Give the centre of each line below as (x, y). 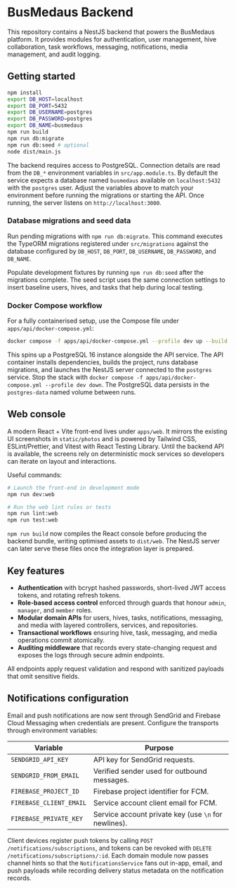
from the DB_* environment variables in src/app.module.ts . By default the (113, 173)
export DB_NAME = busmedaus (45, 125)
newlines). (110, 823)
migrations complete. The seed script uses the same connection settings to (117, 280)
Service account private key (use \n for (158, 814)
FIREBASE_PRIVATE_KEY (47, 819)
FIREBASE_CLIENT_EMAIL (48, 803)
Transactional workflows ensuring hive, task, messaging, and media (117, 632)
